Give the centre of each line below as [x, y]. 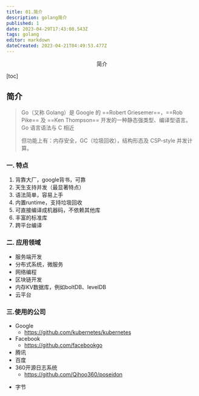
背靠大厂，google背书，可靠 [50, 179]
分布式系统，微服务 [39, 264]
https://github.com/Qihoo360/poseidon [73, 374]
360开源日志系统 [36, 367]
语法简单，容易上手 [39, 194]
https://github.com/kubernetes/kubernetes [78, 332]
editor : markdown [28, 40]
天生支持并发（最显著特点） [50, 187]
